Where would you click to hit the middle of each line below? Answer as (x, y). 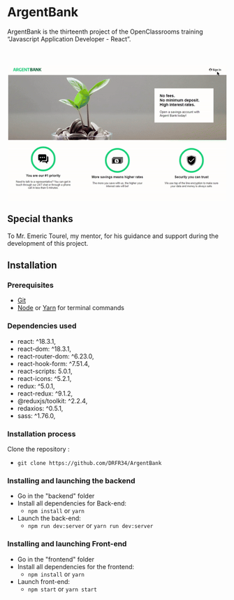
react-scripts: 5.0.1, (45, 371)
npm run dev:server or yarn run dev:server (90, 526)
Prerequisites (30, 286)
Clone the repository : (38, 449)
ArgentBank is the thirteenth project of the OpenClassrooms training (105, 32)
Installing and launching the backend (71, 480)
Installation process (42, 433)
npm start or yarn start (63, 589)
